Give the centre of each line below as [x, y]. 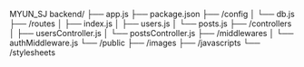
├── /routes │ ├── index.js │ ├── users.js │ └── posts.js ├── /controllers [151, 24]
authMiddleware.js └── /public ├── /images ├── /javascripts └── [135, 43]
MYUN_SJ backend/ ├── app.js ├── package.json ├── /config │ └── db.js [152, 14]
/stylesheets [33, 53]
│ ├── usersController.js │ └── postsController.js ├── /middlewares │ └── [152, 33]
